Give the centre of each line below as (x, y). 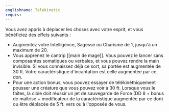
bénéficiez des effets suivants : (38, 35)
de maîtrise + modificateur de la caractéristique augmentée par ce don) (88, 99)
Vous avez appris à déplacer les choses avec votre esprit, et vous (74, 29)
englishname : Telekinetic (33, 10)
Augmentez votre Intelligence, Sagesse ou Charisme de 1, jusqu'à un (85, 44)
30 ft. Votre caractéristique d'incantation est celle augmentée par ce (84, 71)
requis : (14, 15)
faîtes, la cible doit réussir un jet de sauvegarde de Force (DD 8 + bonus (88, 93)
